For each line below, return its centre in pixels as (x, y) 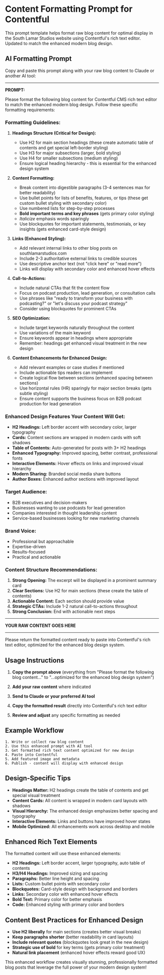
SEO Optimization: (31, 318)
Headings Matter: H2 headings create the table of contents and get (80, 790)
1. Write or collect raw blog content (44, 742)
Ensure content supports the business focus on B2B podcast (81, 399)
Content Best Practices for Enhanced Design (74, 920)
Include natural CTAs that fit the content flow (64, 288)
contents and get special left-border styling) (64, 148)
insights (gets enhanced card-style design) (63, 229)
